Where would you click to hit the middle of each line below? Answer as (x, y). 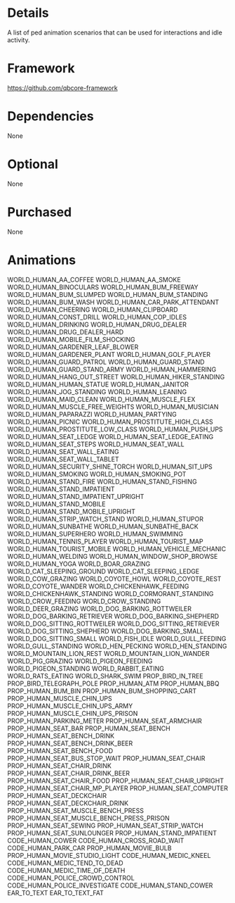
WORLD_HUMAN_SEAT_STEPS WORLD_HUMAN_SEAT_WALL (96, 444)
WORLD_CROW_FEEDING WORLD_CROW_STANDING (84, 601)
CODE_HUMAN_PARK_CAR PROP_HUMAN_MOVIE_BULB (89, 848)
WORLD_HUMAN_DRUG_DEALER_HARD (66, 331)
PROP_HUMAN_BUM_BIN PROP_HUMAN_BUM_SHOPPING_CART (102, 690)
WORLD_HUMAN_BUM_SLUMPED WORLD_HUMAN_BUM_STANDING (108, 294)
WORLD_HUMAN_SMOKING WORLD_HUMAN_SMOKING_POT (97, 474)
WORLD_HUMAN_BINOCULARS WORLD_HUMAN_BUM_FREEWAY (103, 287)
